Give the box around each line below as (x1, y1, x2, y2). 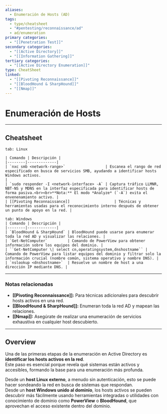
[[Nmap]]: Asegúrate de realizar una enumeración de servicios (12, 313, 142, 319)
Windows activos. (5, 173, 41, 178)
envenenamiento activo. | (5, 195, 59, 200)
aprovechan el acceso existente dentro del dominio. (5, 403, 111, 409)
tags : (5, 16, 16, 21)
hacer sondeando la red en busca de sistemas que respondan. (5, 382, 133, 388)
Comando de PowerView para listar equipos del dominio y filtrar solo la (5, 251, 162, 257)
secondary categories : (5, 44, 52, 49)
